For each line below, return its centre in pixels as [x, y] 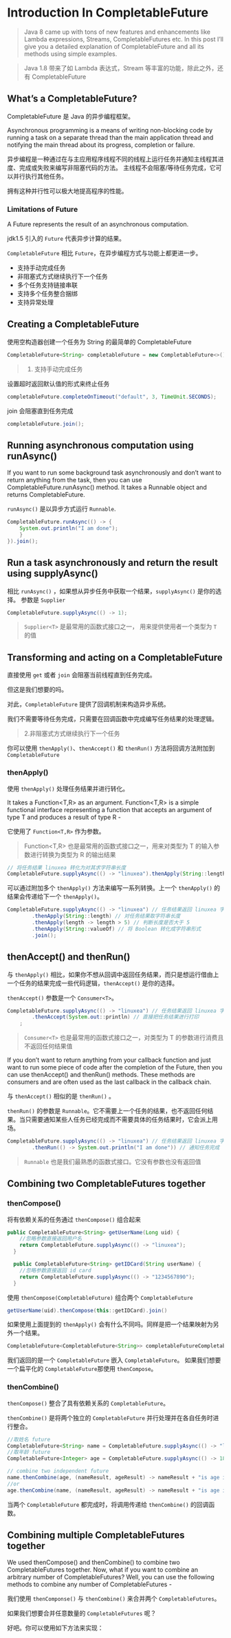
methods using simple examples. [70, 54]
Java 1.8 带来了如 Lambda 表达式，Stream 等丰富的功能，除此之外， [121, 68]
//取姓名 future [29, 1439]
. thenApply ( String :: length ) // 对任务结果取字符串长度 [106, 916]
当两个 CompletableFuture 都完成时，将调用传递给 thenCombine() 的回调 [108, 1504]
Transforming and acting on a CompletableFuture [115, 657]
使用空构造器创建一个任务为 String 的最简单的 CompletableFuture [99, 342]
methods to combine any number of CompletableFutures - [89, 1584]
